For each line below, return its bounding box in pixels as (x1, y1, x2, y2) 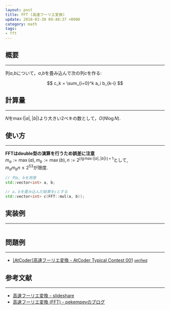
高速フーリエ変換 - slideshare (12, 293, 74, 299)
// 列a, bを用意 (5, 175, 36, 181)
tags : (5, 26, 17, 31)
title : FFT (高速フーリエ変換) (5, 12, 65, 17)
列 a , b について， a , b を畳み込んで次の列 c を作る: (5, 70, 102, 76)
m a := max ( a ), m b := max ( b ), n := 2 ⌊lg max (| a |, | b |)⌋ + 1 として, (5, 156, 128, 164)
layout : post (5, 7, 33, 13)
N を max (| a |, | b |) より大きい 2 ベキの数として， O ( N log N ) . (5, 115, 121, 121)
